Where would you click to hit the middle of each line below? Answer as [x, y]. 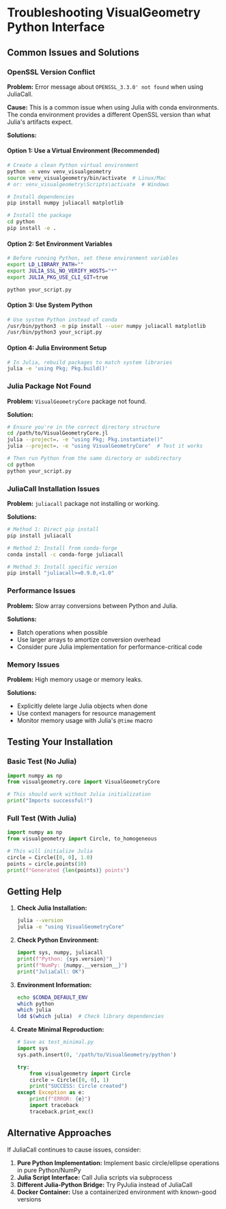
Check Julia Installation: [52, 908]
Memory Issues [33, 664]
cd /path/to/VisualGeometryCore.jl [58, 433]
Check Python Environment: [58, 940]
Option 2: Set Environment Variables [60, 244]
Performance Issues [42, 591]
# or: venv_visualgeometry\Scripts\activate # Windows [88, 184]
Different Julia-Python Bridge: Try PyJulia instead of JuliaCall [104, 1184]
